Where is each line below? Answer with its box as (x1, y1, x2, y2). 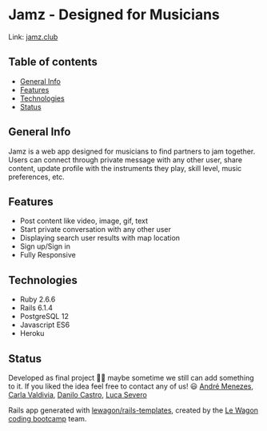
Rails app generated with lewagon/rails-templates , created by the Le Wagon (8, 405, 258, 415)
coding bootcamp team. (8, 414, 87, 423)
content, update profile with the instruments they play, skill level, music (8, 163, 242, 173)
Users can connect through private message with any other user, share (8, 154, 243, 165)
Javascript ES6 (19, 320, 70, 329)
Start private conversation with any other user (19, 225, 172, 234)
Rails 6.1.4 (19, 303, 54, 313)
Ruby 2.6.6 (19, 294, 56, 305)
